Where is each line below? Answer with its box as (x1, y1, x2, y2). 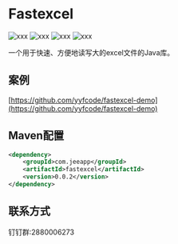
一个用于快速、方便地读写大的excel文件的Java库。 (8, 47, 175, 57)
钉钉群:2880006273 (8, 227, 74, 237)
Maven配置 (8, 129, 65, 142)
